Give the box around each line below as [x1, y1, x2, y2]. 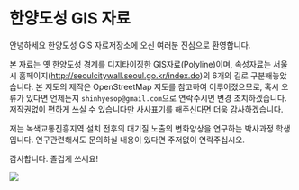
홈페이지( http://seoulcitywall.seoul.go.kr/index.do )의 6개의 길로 [18, 69, 249, 81]
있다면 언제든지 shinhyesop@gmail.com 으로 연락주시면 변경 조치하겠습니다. [25, 92, 287, 104]
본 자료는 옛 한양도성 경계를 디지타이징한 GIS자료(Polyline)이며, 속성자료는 [9, 59, 272, 69]
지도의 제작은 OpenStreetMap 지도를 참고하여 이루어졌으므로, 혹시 [44, 81, 279, 92]
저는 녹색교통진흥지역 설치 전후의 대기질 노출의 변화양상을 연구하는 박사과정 [9, 122, 275, 133]
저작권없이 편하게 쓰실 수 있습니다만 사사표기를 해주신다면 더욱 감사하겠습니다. [9, 104, 284, 114]
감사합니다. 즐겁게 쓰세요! [9, 153, 99, 164]
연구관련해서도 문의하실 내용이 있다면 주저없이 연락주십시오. [35, 134, 246, 145]
